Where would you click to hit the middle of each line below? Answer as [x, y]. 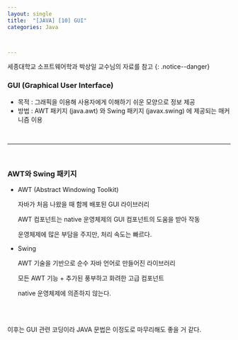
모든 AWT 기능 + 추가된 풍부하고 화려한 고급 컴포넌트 [91, 278]
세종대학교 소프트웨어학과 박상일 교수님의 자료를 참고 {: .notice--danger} [109, 67]
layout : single [30, 14]
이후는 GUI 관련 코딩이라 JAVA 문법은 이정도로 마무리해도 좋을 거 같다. [104, 329]
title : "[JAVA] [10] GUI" [47, 21]
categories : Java [33, 27]
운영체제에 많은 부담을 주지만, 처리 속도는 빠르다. [85, 234]
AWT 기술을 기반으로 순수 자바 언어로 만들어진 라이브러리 [96, 263]
